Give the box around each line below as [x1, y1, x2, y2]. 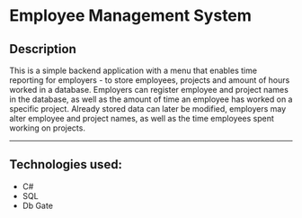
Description [9, 41, 76, 57]
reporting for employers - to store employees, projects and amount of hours [9, 75, 290, 86]
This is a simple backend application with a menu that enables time [9, 65, 258, 76]
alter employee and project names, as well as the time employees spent [9, 114, 274, 123]
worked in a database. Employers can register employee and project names [9, 85, 289, 95]
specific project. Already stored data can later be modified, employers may [9, 104, 287, 114]
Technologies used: [9, 157, 123, 172]
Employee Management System [9, 5, 252, 26]
